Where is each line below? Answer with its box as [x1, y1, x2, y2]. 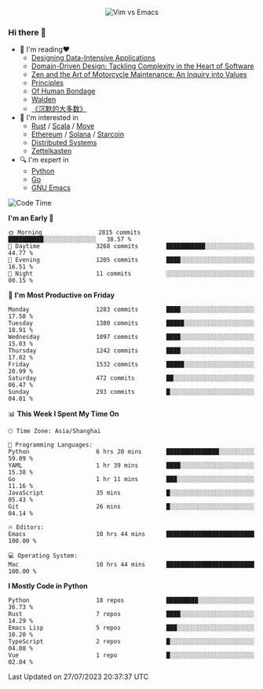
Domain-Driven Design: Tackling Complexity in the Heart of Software [31, 61, 254, 71]
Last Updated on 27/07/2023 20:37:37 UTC [8, 672, 149, 682]
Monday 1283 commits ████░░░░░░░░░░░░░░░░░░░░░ [8, 306, 255, 314]
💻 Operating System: [8, 552, 79, 560]
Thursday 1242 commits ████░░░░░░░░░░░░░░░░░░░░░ [8, 347, 255, 355]
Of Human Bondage [31, 86, 96, 96]
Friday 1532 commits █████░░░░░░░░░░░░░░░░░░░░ [8, 361, 255, 369]
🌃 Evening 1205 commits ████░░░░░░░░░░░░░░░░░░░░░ [8, 256, 255, 264]
